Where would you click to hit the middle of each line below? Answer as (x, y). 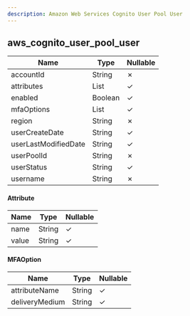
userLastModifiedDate (48, 144)
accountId (28, 75)
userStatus (29, 167)
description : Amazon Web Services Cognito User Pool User (95, 14)
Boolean (106, 98)
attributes (27, 86)
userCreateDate (37, 132)
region (22, 121)
